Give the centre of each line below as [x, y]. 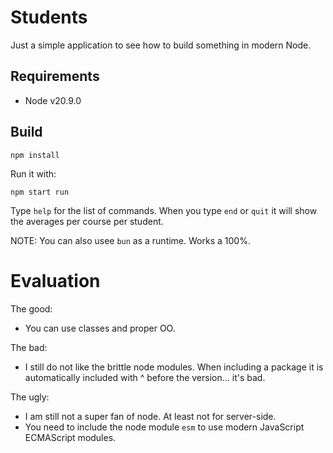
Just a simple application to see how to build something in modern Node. [161, 45]
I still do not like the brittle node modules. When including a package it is [174, 367]
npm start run [40, 192]
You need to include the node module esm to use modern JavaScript [164, 427]
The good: [31, 308]
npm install [35, 155]
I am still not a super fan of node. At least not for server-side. [150, 416]
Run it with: [33, 173]
